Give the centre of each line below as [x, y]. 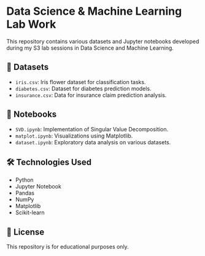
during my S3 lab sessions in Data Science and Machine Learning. [90, 48]
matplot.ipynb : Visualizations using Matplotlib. [74, 136]
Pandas [25, 193]
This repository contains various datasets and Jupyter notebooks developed [103, 41]
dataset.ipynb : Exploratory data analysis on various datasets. [93, 142]
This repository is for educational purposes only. [68, 247]
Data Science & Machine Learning [94, 11]
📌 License [25, 232]
